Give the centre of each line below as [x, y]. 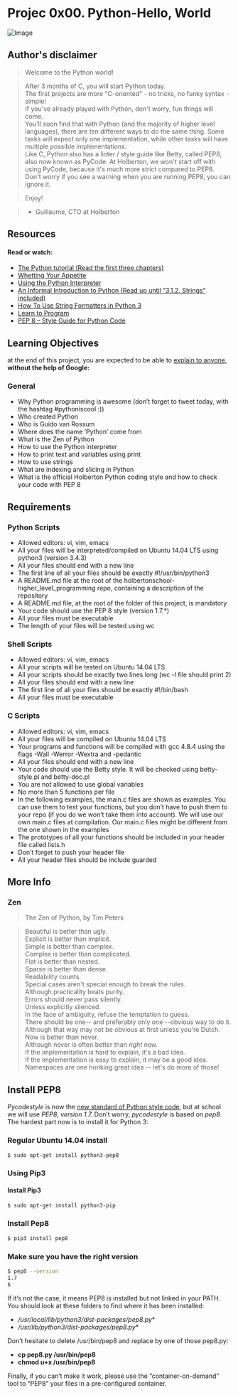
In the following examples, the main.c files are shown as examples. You [121, 799]
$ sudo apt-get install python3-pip [61, 1205]
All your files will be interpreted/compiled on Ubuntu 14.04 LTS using [118, 550]
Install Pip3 [24, 1190]
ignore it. [38, 184]
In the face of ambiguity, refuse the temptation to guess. [107, 1015]
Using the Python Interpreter [59, 283]
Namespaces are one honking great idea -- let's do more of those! [122, 1067]
